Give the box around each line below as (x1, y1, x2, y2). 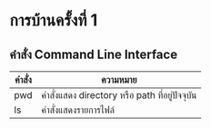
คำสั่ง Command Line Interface (9, 46, 178, 62)
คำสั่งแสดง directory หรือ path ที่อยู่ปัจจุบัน (41, 89, 197, 101)
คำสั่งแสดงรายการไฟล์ (41, 103, 116, 116)
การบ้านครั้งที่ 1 (9, 10, 98, 31)
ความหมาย (101, 74, 138, 86)
